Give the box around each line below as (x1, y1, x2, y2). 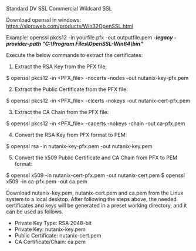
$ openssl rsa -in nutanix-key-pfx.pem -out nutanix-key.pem (6, 143, 153, 149)
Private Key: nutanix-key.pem (14, 226, 86, 233)
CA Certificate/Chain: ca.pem (14, 238, 86, 245)
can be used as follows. (6, 208, 63, 215)
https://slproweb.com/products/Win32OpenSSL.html (6, 23, 134, 29)
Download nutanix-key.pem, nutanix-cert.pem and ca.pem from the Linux (6, 189, 184, 196)
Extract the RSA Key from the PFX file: (14, 63, 107, 70)
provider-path (6, 41, 42, 47)
